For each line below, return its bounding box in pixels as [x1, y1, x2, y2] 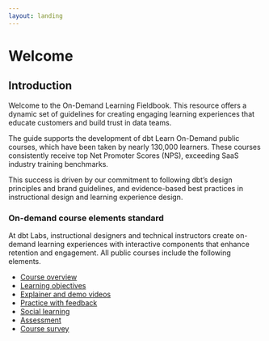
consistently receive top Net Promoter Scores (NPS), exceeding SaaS [8, 151, 239, 160]
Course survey [19, 323, 69, 333]
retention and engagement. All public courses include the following [8, 248, 232, 258]
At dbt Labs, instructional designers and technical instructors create [8, 230, 234, 240]
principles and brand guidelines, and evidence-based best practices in [8, 183, 244, 193]
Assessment [19, 315, 62, 325]
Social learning [19, 306, 70, 316]
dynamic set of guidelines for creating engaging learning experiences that [8, 109, 255, 118]
